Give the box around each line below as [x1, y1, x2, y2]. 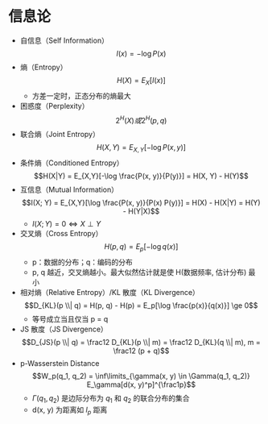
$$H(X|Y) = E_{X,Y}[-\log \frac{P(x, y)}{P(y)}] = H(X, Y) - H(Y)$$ [33, 171, 249, 181]
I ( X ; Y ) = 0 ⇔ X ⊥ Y [31, 219, 101, 229]
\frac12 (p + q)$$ [113, 346, 170, 355]
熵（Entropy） [19, 62, 68, 72]
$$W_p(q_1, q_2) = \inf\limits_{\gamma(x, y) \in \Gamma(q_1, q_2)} [31, 371, 251, 380]
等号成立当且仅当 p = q [31, 314, 109, 323]
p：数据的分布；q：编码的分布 [31, 257, 133, 267]
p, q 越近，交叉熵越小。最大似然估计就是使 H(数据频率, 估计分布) [31, 267, 247, 276]
